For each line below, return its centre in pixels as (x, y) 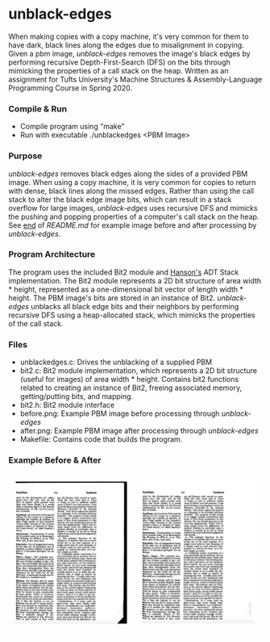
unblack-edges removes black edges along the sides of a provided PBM (128, 174)
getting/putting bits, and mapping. (77, 397)
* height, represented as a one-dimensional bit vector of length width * (126, 289)
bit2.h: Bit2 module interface (67, 405)
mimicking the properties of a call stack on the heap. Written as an (118, 70)
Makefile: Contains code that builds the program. (101, 439)
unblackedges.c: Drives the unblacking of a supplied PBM (116, 362)
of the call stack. (36, 323)
